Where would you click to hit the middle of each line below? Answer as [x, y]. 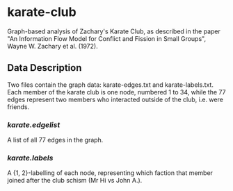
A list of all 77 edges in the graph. [55, 140]
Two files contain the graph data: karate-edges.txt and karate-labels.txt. [111, 85]
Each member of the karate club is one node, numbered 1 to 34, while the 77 [116, 92]
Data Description [45, 68]
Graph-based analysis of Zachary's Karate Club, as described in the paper [114, 31]
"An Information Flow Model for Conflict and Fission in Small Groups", [107, 38]
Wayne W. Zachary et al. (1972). [53, 46]
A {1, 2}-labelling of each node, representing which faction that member [110, 173]
